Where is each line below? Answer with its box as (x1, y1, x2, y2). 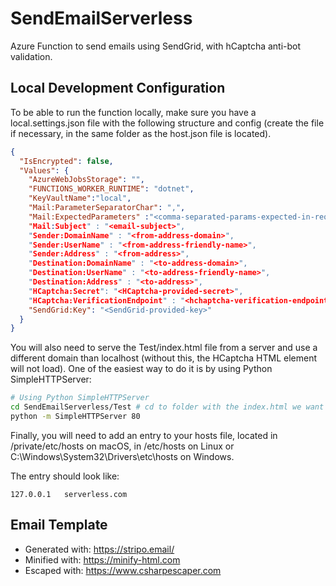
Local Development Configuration (10, 80, 226, 97)
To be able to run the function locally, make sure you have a (10, 106, 257, 118)
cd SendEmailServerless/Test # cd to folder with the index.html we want (10, 402, 325, 412)
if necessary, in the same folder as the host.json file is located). (10, 127, 272, 139)
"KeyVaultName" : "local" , (28, 193, 132, 204)
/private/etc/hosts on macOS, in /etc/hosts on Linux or (10, 440, 235, 452)
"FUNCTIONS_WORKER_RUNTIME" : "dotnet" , (28, 184, 195, 194)
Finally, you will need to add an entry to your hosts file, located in (10, 429, 278, 441)
